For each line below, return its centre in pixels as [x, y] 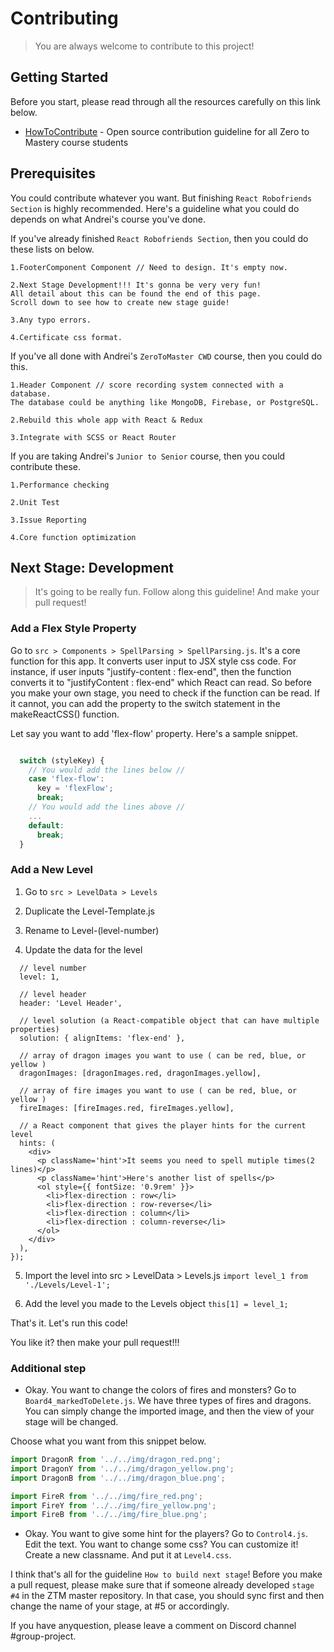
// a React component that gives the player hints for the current [163, 1125]
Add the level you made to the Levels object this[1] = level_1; [156, 1303]
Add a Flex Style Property [73, 629]
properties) [35, 1029]
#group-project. [43, 1636]
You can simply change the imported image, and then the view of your [169, 1411]
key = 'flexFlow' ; [75, 788]
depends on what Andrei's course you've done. [108, 219]
